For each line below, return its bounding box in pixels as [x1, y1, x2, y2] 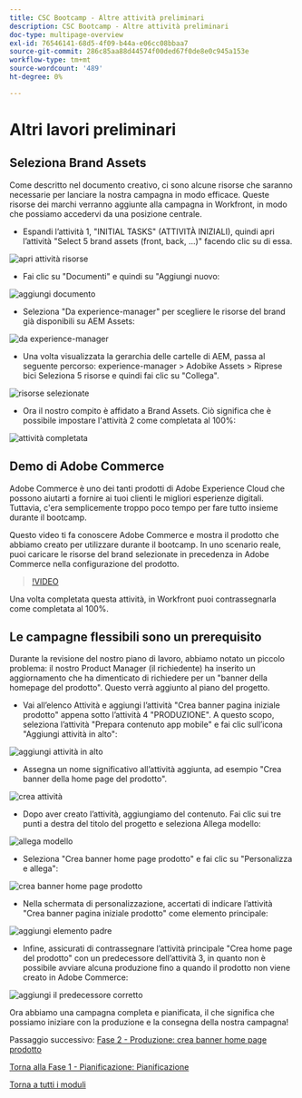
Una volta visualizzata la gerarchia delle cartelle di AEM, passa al [22, 350, 266, 361]
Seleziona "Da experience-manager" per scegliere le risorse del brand [22, 306, 286, 317]
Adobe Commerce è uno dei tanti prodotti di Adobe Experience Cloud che [9, 483, 286, 494]
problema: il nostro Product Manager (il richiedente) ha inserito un [9, 663, 256, 674]
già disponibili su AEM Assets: [22, 315, 135, 327]
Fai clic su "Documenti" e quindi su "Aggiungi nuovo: [22, 270, 220, 281]
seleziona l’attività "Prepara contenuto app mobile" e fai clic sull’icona [22, 719, 283, 730]
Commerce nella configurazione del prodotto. [9, 558, 180, 569]
